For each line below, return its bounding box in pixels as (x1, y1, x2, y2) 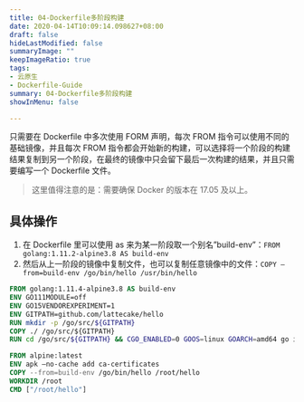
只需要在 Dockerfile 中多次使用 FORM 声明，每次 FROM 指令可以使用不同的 (9, 131, 290, 142)
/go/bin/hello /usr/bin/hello (83, 269, 197, 278)
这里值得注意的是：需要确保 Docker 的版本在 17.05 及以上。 (31, 185, 253, 196)
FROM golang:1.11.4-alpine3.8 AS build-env (9, 284, 176, 294)
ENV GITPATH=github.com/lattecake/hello (9, 310, 165, 319)
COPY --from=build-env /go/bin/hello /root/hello (9, 368, 201, 378)
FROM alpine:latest (9, 351, 83, 360)
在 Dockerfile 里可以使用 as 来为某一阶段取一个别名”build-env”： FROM (22, 239, 280, 250)
